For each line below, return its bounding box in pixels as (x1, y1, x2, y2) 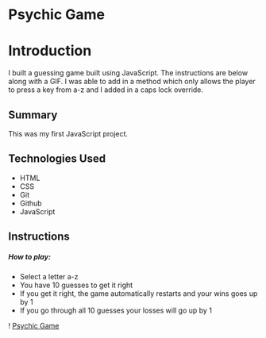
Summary (8, 108, 58, 121)
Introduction (8, 42, 92, 60)
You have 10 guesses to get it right (19, 280, 133, 290)
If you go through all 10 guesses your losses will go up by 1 (19, 305, 213, 315)
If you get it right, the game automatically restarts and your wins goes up (19, 289, 258, 298)
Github (19, 198, 42, 208)
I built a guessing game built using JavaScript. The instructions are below (8, 68, 249, 78)
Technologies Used (8, 152, 106, 166)
